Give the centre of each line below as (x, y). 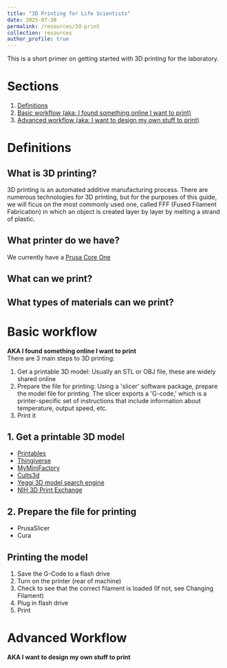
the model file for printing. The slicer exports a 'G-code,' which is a (112, 394)
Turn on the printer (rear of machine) (69, 581)
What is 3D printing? (52, 173)
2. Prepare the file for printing (72, 511)
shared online (36, 378)
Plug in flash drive (43, 603)
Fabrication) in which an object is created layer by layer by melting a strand (113, 212)
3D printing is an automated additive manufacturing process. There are (108, 190)
